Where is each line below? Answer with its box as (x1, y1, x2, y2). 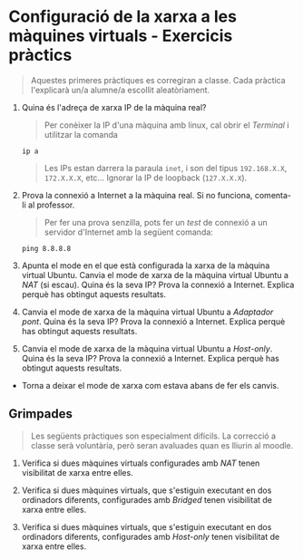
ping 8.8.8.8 (21, 244, 72, 253)
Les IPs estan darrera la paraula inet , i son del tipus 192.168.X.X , (44, 162, 288, 173)
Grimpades (8, 406, 73, 422)
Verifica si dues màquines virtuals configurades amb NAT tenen (21, 458, 260, 468)
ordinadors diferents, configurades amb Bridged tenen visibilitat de (21, 494, 273, 505)
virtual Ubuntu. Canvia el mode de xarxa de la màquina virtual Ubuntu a (21, 269, 289, 280)
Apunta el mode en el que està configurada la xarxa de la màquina (21, 260, 270, 271)
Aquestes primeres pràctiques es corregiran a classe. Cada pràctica (30, 74, 287, 85)
